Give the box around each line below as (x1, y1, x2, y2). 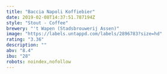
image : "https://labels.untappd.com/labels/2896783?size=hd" (6, 31, 163, 37)
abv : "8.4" (6, 48, 34, 54)
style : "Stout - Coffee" (6, 20, 68, 26)
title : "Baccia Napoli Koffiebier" (6, 8, 96, 15)
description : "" (6, 42, 47, 48)
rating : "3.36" (6, 36, 44, 42)
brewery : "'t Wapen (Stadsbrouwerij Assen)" (6, 25, 120, 32)
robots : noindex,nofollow (6, 58, 71, 64)
